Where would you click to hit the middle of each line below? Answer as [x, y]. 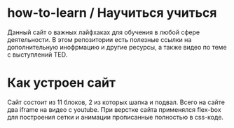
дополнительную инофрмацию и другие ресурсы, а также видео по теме [117, 47]
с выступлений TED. [37, 55]
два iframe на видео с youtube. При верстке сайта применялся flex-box [115, 109]
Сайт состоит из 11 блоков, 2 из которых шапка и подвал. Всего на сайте [116, 102]
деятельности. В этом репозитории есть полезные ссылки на [99, 39]
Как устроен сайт [61, 83]
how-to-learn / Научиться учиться [112, 13]
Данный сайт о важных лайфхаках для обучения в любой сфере [104, 32]
